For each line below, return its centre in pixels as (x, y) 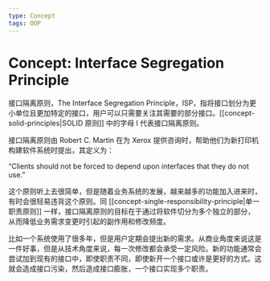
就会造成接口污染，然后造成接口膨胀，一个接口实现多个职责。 (110, 269)
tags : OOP (25, 23)
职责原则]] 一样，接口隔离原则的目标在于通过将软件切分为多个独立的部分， (132, 212)
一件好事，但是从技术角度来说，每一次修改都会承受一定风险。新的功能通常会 (135, 249)
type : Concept (32, 16)
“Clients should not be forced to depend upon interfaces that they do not (129, 166)
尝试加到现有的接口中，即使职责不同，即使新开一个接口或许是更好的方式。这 (135, 259)
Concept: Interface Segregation (117, 63)
